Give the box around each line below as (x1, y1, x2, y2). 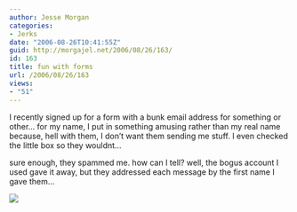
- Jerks (9, 29, 38, 38)
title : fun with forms (9, 63, 93, 72)
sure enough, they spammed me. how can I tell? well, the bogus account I (9, 157, 279, 168)
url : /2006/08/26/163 (9, 71, 90, 80)
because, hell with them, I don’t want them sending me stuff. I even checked (9, 130, 289, 141)
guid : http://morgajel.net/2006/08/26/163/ (9, 46, 173, 55)
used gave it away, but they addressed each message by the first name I (9, 166, 276, 177)
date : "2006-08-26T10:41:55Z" (9, 37, 122, 47)
